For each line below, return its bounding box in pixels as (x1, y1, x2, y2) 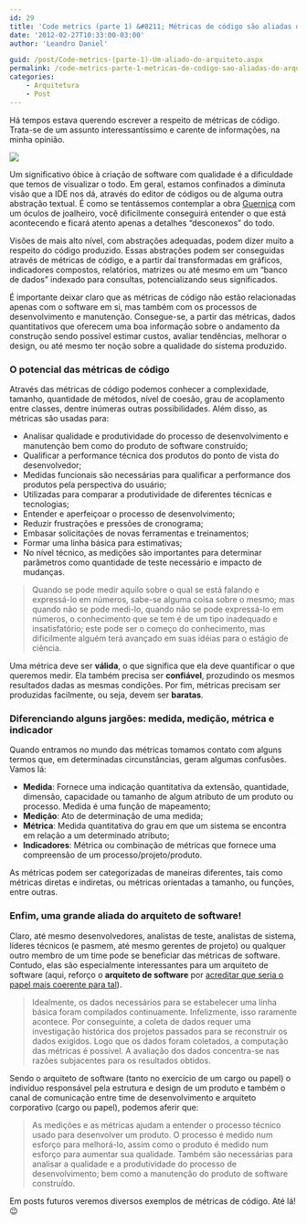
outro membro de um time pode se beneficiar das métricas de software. (9, 950, 281, 961)
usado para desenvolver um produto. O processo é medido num (31, 1129, 273, 1140)
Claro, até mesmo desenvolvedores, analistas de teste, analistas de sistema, (9, 930, 297, 942)
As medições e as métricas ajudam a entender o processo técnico (31, 1119, 281, 1130)
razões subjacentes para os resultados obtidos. (31, 1055, 212, 1066)
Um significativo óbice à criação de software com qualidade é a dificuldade (9, 168, 294, 179)
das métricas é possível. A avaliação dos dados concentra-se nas (31, 1045, 281, 1056)
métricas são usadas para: (9, 412, 110, 423)
